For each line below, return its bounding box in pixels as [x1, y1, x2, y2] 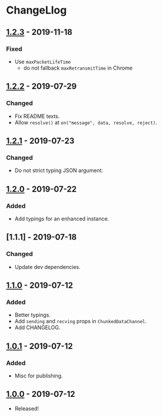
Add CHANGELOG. [14, 324, 61, 331]
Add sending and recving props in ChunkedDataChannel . [14, 318, 147, 325]
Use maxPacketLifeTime [14, 58, 71, 65]
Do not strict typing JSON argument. [14, 167, 104, 174]
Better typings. [14, 311, 51, 319]
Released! [14, 405, 39, 412]
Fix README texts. [14, 113, 60, 120]
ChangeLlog [6, 4, 67, 17]
